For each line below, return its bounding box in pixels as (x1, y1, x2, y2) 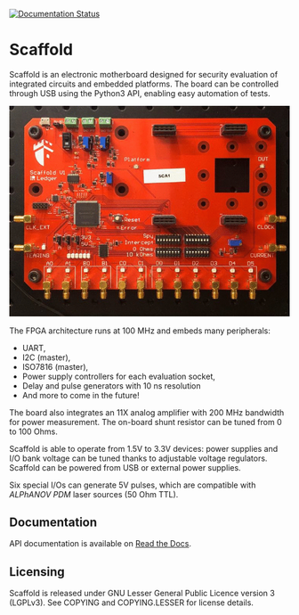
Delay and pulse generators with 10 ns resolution (21, 380, 202, 391)
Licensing (9, 564, 65, 579)
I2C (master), (21, 352, 71, 363)
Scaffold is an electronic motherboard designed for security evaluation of (9, 69, 279, 79)
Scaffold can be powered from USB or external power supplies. (9, 462, 242, 472)
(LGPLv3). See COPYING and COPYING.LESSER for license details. (9, 597, 254, 608)
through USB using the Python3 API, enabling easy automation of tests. (9, 87, 271, 98)
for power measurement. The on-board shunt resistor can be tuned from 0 (9, 416, 282, 427)
